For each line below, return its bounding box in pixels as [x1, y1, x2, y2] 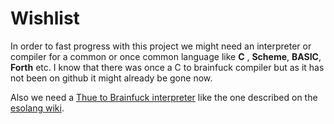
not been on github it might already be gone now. [10, 72, 213, 84]
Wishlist [10, 7, 80, 30]
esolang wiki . [10, 102, 65, 114]
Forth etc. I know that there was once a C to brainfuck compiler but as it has [10, 61, 325, 73]
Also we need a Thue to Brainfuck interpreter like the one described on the [10, 91, 318, 103]
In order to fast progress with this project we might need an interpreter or [10, 40, 312, 52]
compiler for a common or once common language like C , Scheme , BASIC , [10, 50, 322, 62]
